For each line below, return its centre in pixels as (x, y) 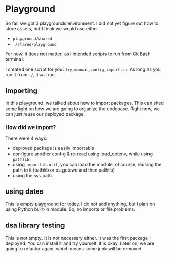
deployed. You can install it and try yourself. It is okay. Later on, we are (80, 243)
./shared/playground (35, 44)
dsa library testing (35, 226)
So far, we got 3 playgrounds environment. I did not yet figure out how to (82, 23)
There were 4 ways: (26, 138)
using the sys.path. (33, 176)
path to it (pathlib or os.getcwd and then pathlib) (64, 170)
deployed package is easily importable (54, 148)
